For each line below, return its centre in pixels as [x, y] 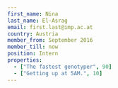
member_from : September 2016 [50, 40]
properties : [25, 60]
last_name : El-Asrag [38, 21]
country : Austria [33, 34]
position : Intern [33, 54]
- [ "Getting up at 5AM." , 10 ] [58, 73]
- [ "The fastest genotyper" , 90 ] [63, 67]
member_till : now [33, 47]
